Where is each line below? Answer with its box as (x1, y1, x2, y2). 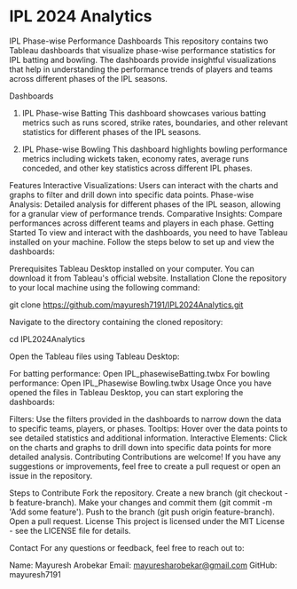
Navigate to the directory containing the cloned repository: (9, 316, 223, 327)
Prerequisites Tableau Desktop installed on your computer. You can (9, 263, 255, 274)
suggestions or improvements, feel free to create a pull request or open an (9, 460, 281, 472)
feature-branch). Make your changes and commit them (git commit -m (16, 497, 273, 507)
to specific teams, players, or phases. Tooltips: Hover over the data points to (9, 423, 288, 434)
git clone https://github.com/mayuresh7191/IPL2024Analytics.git (9, 299, 244, 310)
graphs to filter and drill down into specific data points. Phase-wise (9, 189, 254, 200)
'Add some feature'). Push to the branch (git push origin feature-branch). (9, 506, 275, 517)
